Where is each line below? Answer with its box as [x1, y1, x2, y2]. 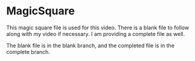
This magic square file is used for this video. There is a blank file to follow [6, 24, 189, 31]
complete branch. [6, 48, 50, 55]
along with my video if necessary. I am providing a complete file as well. [6, 30, 185, 37]
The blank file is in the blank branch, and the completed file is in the [6, 42, 175, 49]
